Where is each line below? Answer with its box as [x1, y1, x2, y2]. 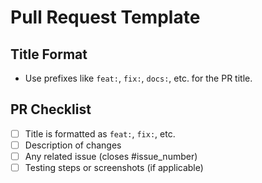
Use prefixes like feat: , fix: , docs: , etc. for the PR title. [24, 72, 253, 84]
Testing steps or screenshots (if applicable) [24, 162, 204, 173]
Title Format [10, 46, 88, 63]
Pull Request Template [10, 6, 201, 29]
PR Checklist [10, 101, 92, 118]
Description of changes [24, 139, 122, 151]
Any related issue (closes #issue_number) [24, 150, 198, 162]
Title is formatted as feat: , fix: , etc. [24, 127, 176, 140]
